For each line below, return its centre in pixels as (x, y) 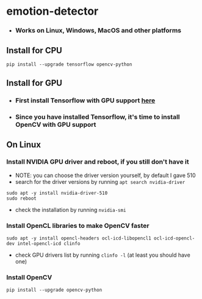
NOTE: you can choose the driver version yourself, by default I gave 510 (106, 175)
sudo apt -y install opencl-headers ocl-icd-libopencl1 (79, 238)
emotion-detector (52, 11)
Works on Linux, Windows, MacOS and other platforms (98, 31)
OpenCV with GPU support (56, 125)
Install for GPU (34, 83)
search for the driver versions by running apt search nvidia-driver (100, 181)
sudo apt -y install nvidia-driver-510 (57, 193)
